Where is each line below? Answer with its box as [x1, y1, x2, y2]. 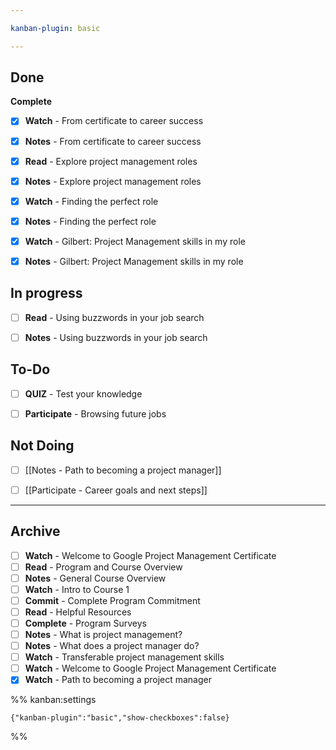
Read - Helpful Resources [24, 606, 132, 618]
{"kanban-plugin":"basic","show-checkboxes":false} [10, 713, 230, 723]
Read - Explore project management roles [24, 155, 198, 167]
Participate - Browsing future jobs [24, 407, 167, 420]
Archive [10, 523, 61, 540]
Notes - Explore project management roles [24, 175, 202, 187]
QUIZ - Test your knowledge [24, 387, 143, 400]
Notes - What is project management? [24, 629, 183, 640]
